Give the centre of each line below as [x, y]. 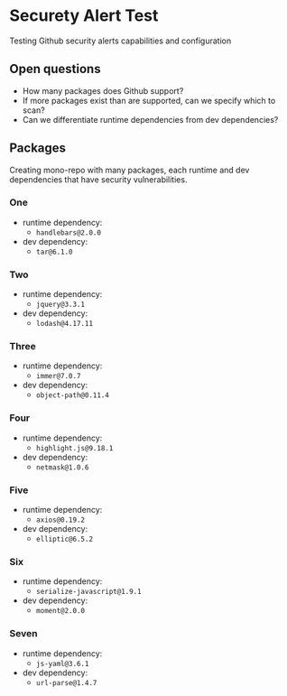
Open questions [55, 69]
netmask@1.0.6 [62, 467]
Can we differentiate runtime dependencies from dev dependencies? [150, 119]
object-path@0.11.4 [73, 395]
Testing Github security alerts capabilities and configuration [120, 41]
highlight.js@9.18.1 [74, 448]
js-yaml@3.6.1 [62, 664]
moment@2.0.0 [60, 611]
